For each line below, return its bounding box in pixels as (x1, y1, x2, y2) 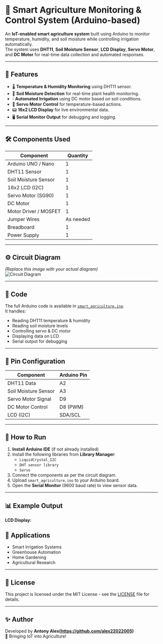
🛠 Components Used (5, 135, 71, 143)
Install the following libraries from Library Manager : (12, 451, 115, 457)
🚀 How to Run (5, 433, 47, 442)
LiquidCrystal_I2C (19, 457, 57, 462)
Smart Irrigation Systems (12, 544, 62, 550)
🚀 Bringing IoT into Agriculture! (5, 633, 66, 639)
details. (5, 597, 20, 603)
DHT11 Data (7, 380, 36, 387)
